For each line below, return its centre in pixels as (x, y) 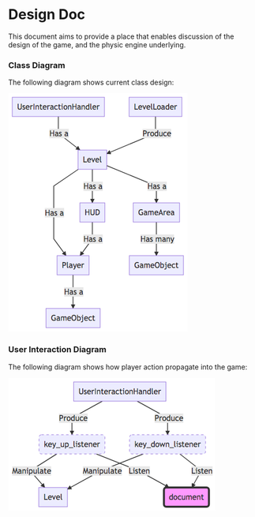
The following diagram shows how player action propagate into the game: (128, 367)
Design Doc (47, 15)
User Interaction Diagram (57, 350)
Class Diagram (37, 65)
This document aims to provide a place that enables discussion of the (121, 36)
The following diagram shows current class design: (91, 82)
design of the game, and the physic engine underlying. (97, 44)
